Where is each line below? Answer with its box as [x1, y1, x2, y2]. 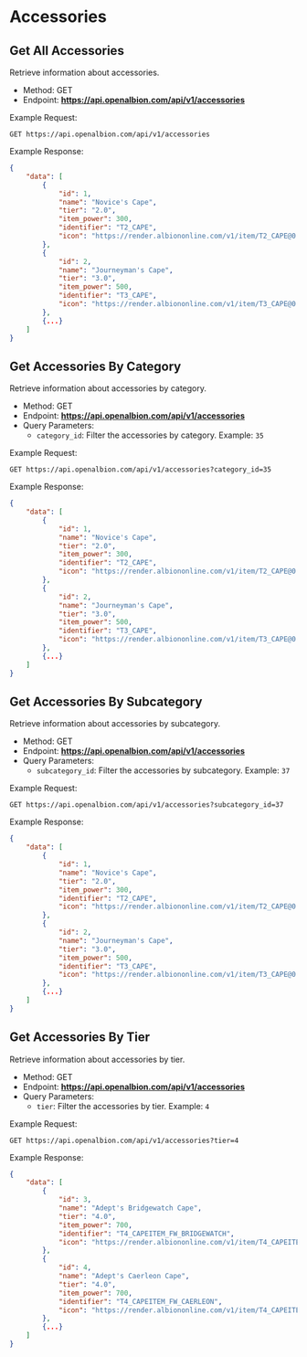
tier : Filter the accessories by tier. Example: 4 [36, 1100, 210, 1111]
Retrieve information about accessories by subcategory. [9, 718, 221, 729]
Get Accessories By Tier [9, 1030, 151, 1045]
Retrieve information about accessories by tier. [9, 1054, 185, 1065]
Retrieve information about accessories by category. [9, 383, 207, 394]
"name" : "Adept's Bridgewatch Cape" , [58, 1203, 203, 1213]
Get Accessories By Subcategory [9, 694, 203, 709]
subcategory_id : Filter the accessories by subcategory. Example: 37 [36, 765, 291, 776]
